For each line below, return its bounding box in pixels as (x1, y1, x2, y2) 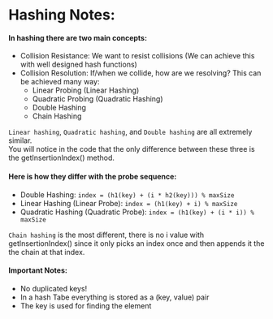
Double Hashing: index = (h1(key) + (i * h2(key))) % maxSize (19, 189, 235, 200)
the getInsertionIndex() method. (8, 153, 115, 163)
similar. (8, 136, 32, 145)
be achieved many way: (19, 77, 100, 87)
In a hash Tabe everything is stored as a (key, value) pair (19, 292, 210, 302)
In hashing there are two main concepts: (8, 32, 148, 42)
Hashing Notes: (8, 6, 115, 24)
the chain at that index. (8, 247, 85, 256)
